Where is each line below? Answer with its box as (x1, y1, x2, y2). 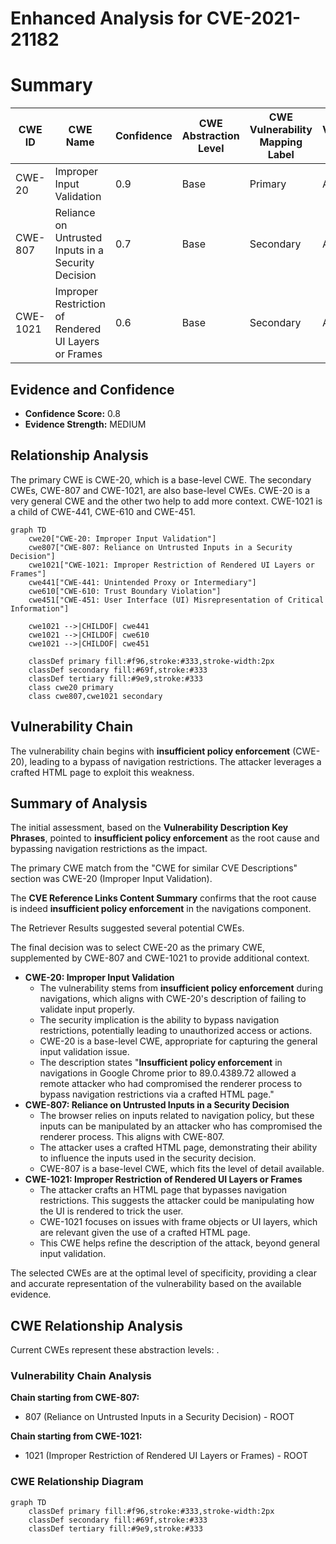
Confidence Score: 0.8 (24, 407, 121, 419)
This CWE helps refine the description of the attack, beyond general (39, 1237, 320, 1249)
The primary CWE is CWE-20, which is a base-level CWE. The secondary (10, 473, 312, 486)
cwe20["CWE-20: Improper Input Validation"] (28, 533, 217, 544)
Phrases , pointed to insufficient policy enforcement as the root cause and (10, 832, 320, 844)
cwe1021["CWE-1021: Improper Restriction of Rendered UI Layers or (28, 560, 315, 570)
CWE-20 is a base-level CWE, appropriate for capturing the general (39, 1035, 318, 1047)
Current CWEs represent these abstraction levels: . (10, 1344, 220, 1356)
